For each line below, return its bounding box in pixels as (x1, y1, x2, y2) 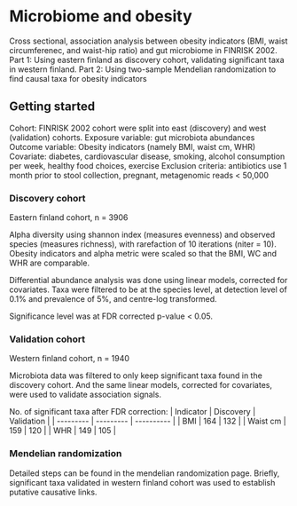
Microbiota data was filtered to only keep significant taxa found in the (9, 370, 263, 381)
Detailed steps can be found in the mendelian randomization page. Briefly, (9, 468, 280, 478)
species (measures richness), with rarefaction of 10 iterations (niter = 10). (9, 239, 277, 249)
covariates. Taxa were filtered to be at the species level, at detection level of (9, 284, 288, 295)
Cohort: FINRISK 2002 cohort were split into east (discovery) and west (9, 123, 267, 133)
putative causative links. (9, 486, 98, 497)
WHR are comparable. (9, 257, 90, 268)
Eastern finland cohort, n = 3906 (9, 212, 129, 223)
